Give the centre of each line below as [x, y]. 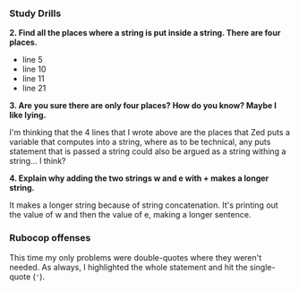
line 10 [34, 69]
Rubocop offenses [50, 238]
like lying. [28, 116]
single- [262, 267]
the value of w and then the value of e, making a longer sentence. [130, 215]
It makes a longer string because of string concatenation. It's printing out [144, 205]
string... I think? [38, 161]
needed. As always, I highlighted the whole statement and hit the [128, 267]
